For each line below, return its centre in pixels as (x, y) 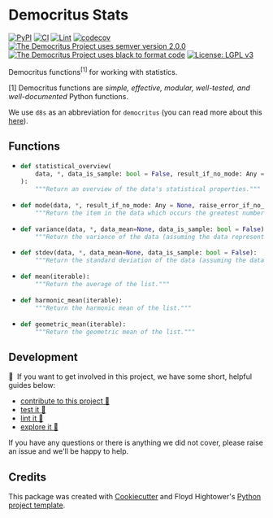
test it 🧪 (33, 410)
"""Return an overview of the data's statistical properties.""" (148, 189)
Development (43, 357)
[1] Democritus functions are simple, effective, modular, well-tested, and (129, 88)
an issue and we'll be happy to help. (69, 451)
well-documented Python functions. (68, 96)
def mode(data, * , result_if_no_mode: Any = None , (108, 205)
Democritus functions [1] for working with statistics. (93, 71)
